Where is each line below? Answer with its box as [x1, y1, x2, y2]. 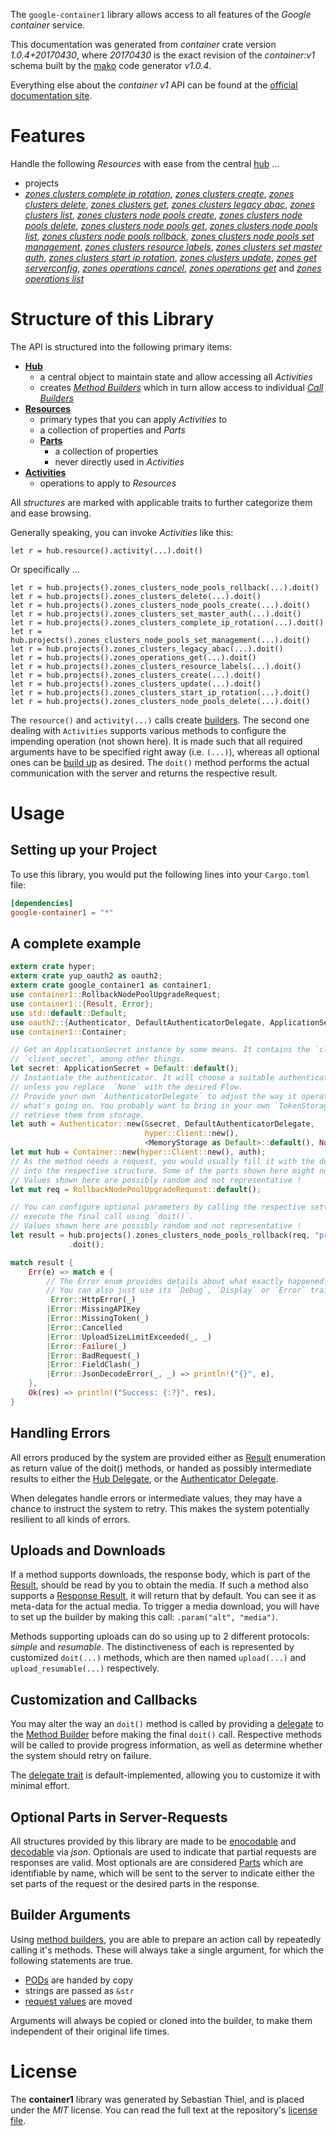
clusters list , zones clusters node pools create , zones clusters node [24, 209, 303, 221]
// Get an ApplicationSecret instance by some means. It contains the [10, 1045, 311, 1055]
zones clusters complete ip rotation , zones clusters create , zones [24, 187, 295, 199]
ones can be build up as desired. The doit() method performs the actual [10, 756, 310, 768]
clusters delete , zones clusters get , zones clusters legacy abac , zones [24, 198, 315, 210]
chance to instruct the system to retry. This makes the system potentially [10, 1502, 310, 1514]
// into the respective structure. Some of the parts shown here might [10, 1165, 315, 1176]
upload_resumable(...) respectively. [10, 1662, 160, 1674]
